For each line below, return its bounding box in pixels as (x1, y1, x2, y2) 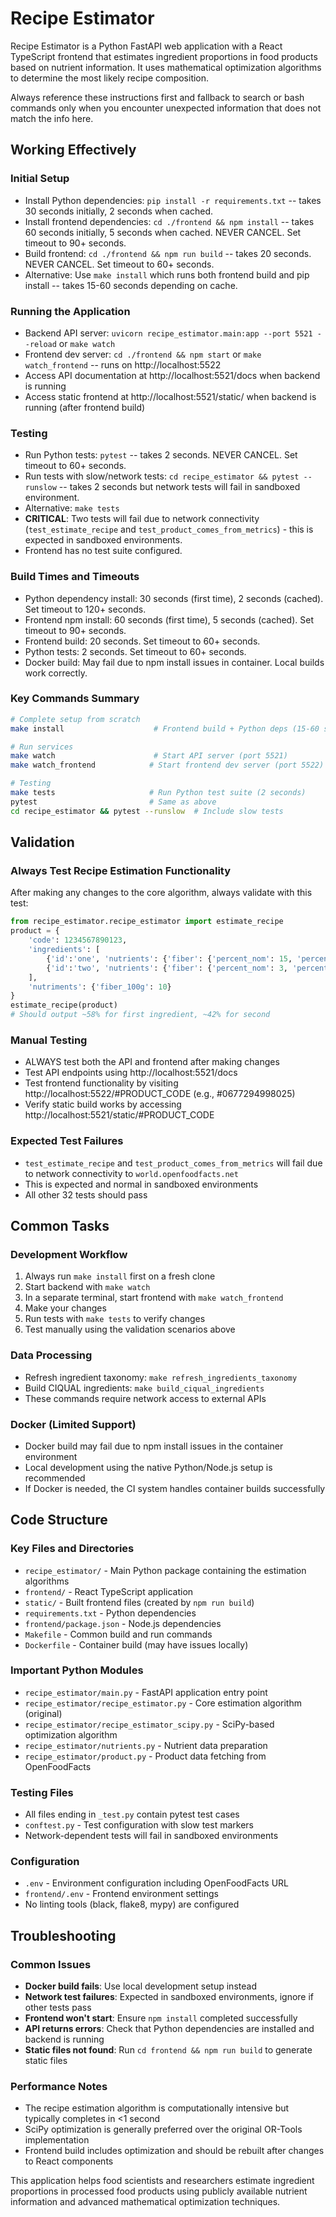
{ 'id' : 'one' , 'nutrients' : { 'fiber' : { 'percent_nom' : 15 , (46, 953, 293, 964)
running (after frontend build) (24, 401, 146, 413)
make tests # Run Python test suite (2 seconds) (10, 788, 307, 798)
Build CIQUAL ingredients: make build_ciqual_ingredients (24, 1382, 265, 1394)
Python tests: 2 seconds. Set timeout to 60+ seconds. (24, 645, 247, 657)
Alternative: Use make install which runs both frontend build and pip (24, 268, 310, 281)
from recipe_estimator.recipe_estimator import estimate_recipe (10, 917, 284, 927)
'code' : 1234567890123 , (28, 935, 128, 946)
